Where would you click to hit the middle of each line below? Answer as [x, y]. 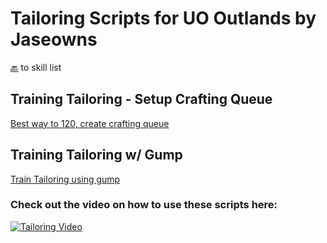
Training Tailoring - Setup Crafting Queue [141, 99]
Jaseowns [54, 39]
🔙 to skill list [36, 67]
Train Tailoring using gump [65, 179]
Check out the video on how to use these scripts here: [144, 205]
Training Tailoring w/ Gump [96, 155]
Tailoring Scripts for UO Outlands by [163, 18]
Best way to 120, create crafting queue [90, 123]
